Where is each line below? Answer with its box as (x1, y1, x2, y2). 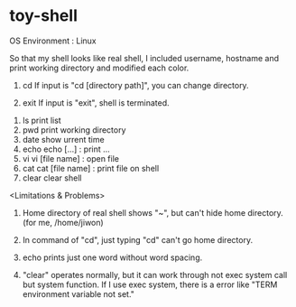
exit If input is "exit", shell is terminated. (22, 97, 170, 108)
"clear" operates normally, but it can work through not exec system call (22, 269, 288, 280)
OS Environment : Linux (9, 35, 97, 46)
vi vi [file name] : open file (22, 153, 120, 163)
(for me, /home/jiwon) (22, 217, 104, 228)
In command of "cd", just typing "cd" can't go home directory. (22, 234, 254, 245)
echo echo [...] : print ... (22, 144, 110, 154)
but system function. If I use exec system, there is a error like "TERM (22, 279, 278, 290)
